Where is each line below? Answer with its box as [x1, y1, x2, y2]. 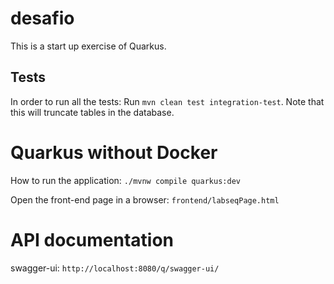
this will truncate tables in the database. [10, 106, 175, 118]
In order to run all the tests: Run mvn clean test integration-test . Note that [10, 95, 325, 107]
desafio [10, 7, 75, 30]
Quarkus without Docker [10, 141, 218, 164]
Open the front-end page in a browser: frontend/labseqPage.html [10, 193, 280, 206]
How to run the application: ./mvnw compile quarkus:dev [10, 174, 241, 186]
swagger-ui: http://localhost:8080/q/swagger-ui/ [10, 262, 220, 274]
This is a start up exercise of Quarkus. [10, 40, 167, 52]
